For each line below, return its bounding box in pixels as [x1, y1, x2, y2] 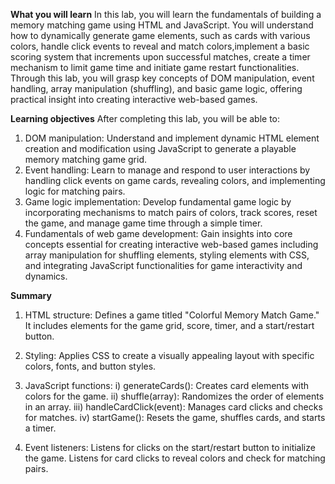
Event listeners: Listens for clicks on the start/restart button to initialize [24, 442, 316, 453]
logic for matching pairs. [24, 185, 126, 197]
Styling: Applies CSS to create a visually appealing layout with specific [24, 350, 315, 361]
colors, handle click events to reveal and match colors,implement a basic [10, 40, 310, 52]
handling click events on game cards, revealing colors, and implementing [24, 175, 326, 186]
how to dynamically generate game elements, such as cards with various [10, 30, 311, 41]
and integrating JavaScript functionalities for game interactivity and [24, 260, 303, 271]
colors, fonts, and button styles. [24, 360, 157, 372]
